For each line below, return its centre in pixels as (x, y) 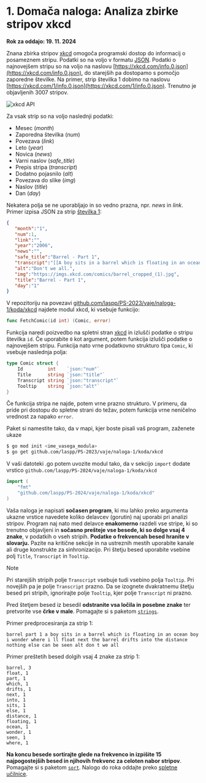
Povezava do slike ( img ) (45, 180)
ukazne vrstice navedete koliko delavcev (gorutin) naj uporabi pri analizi (97, 517)
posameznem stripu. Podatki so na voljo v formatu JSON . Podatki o (91, 60)
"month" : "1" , (31, 228)
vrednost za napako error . (40, 417)
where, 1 (17, 743)
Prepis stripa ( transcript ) (46, 167)
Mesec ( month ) (35, 128)
